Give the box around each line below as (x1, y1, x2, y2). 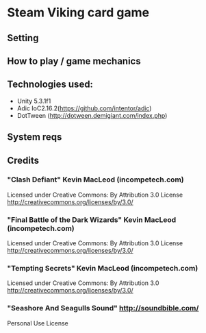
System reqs (7, 132, 62, 143)
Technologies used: (7, 79, 94, 90)
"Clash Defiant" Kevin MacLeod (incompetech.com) (7, 175, 184, 184)
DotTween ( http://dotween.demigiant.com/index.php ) (16, 111, 168, 119)
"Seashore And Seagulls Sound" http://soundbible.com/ (7, 304, 199, 313)
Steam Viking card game (7, 5, 149, 21)
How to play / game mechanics (7, 55, 142, 66)
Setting (7, 32, 39, 44)
